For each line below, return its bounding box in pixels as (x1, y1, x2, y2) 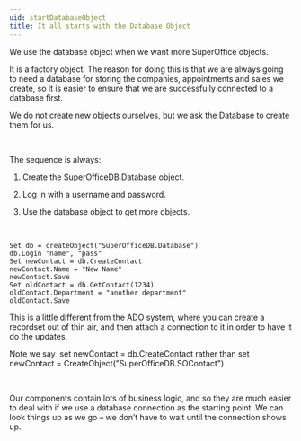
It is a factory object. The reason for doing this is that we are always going (9, 64, 284, 75)
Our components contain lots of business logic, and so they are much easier (9, 392, 292, 403)
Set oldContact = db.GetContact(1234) (9, 280, 155, 289)
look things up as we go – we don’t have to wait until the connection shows (9, 411, 287, 422)
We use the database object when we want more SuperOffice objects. (9, 46, 269, 57)
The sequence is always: (9, 154, 102, 164)
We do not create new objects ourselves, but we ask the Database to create (9, 110, 290, 120)
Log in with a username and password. (22, 189, 166, 199)
